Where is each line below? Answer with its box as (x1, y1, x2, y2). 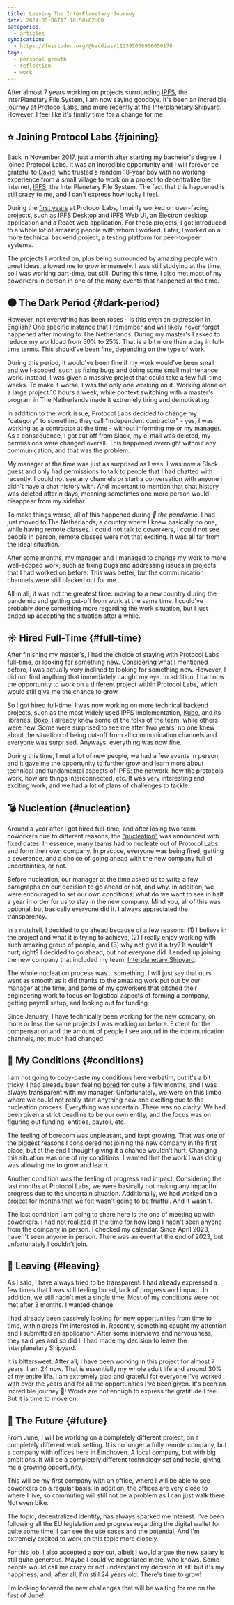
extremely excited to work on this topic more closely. (7, 1534, 159, 1543)
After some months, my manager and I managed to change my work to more (7, 554, 226, 562)
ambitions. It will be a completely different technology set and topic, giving (7, 1456, 221, 1464)
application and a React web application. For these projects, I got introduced (7, 219, 226, 227)
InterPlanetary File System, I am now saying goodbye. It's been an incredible (7, 95, 227, 103)
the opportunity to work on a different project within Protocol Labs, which (7, 680, 218, 688)
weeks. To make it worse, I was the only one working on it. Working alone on (7, 381, 227, 390)
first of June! (7, 1591, 44, 1599)
